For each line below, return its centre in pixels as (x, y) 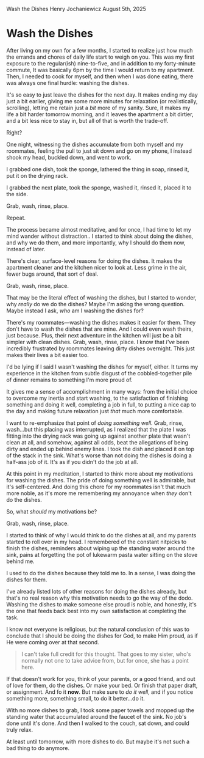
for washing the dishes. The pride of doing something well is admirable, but (101, 480)
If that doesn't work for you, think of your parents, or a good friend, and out (101, 679)
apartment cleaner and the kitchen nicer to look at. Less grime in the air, (97, 267)
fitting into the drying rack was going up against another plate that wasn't (98, 436)
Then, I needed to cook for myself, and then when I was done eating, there (100, 76)
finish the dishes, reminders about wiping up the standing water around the (100, 548)
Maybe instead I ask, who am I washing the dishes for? (75, 311)
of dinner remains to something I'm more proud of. (69, 380)
